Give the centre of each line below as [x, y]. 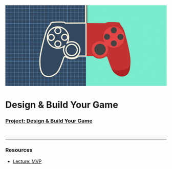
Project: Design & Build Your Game [49, 121]
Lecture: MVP [27, 161]
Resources [19, 150]
